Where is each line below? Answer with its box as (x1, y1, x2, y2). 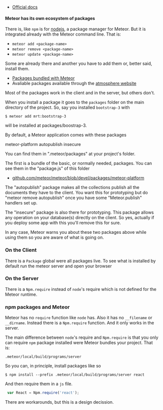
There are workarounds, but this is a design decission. (5, 399, 114, 405)
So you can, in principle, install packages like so (5, 363, 101, 369)
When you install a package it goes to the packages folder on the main (5, 100, 145, 105)
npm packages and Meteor (5, 304, 70, 310)
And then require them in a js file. (5, 381, 73, 387)
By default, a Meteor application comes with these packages (5, 132, 127, 138)
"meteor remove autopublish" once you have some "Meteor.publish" (5, 195, 142, 201)
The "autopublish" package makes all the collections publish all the (5, 184, 140, 190)
